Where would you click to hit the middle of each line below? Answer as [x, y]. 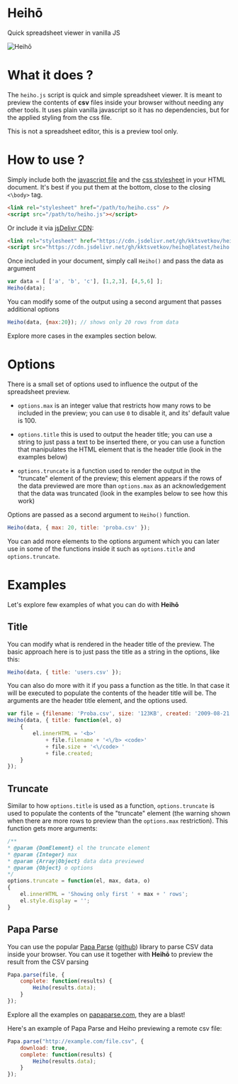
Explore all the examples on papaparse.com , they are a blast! [96, 1014]
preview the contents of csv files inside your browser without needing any [116, 102]
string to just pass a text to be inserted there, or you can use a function [121, 442]
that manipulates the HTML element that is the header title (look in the [119, 449]
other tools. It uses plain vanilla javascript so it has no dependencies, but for [118, 110]
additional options [34, 310]
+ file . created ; [69, 753]
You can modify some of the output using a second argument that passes [114, 302]
